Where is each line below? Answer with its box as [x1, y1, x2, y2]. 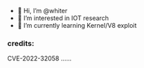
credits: [7, 38, 34, 48]
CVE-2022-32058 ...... [7, 54, 72, 62]
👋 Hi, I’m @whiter [17, 7, 68, 15]
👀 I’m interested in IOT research [17, 14, 109, 22]
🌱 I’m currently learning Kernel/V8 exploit [17, 22, 137, 29]
